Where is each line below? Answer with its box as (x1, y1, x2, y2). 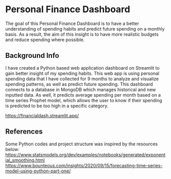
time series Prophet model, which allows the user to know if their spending (5, 97, 162, 103)
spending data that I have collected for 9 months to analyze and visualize (5, 75, 159, 82)
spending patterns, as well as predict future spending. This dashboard (5, 81, 153, 87)
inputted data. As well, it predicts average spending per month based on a (5, 92, 161, 98)
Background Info (5, 51, 60, 60)
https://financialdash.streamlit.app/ (5, 112, 79, 118)
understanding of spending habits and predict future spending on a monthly (5, 25, 165, 32)
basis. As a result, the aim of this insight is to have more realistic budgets (5, 31, 159, 37)
